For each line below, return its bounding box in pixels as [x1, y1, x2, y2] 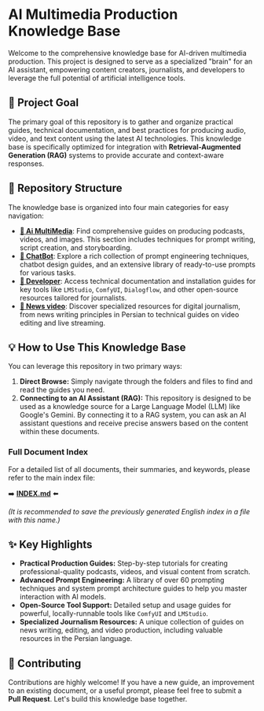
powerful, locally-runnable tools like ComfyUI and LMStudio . [19, 609, 208, 618]
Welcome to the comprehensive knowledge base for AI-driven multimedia [8, 48, 247, 57]
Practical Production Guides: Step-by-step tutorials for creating [19, 558, 228, 568]
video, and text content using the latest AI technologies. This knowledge [8, 134, 242, 143]
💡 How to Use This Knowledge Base [8, 341, 186, 354]
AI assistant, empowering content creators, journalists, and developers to [8, 64, 245, 74]
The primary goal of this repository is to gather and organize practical [8, 116, 233, 127]
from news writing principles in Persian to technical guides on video [19, 309, 240, 319]
